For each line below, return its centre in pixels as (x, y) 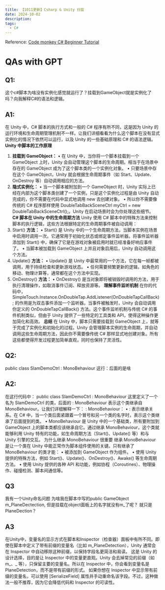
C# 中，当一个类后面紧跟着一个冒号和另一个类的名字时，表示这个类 (87, 415)
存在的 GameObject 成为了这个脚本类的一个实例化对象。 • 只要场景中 (82, 168)
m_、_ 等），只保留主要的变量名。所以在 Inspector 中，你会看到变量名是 (77, 564)
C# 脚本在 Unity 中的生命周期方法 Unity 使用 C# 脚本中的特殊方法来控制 (85, 217)
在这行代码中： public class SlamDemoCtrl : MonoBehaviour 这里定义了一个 (82, 396)
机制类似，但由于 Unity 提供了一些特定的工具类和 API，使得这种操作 (85, 315)
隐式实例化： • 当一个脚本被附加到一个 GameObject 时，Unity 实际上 (82, 187)
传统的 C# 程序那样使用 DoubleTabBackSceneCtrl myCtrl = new (76, 205)
